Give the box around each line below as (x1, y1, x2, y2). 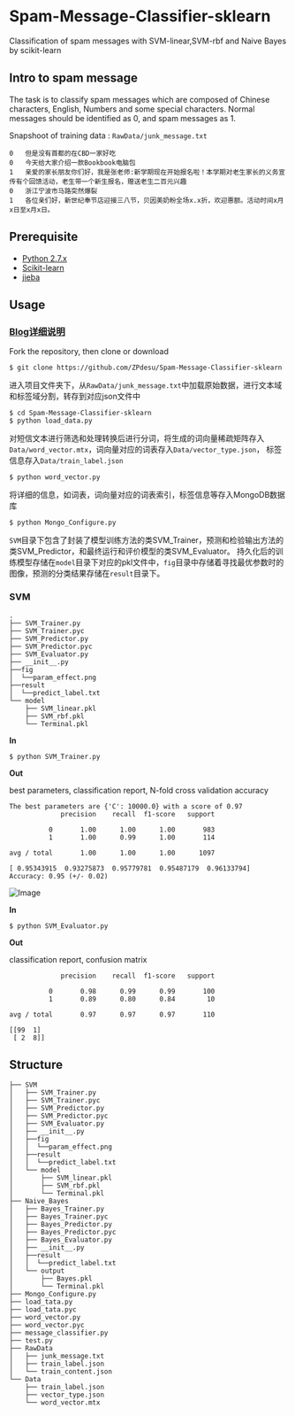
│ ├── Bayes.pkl (9, 1274, 93, 1283)
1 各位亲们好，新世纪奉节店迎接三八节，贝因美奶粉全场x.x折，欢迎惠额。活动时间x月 (9, 196, 284, 205)
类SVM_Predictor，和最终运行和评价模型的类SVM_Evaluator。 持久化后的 (9, 546, 276, 557)
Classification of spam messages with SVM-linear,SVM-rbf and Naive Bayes (9, 35, 287, 46)
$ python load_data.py (9, 416, 93, 426)
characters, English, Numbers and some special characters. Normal (9, 104, 255, 114)
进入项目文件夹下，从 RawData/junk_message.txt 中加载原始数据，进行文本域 (9, 380, 283, 391)
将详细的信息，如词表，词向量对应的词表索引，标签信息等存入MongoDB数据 (9, 490, 285, 500)
